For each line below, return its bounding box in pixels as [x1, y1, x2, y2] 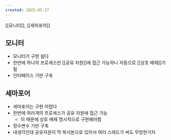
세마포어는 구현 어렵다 [12, 104, 58, 110]
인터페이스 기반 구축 [12, 72, 53, 78]
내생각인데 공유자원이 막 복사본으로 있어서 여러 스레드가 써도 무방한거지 [12, 129, 156, 135]
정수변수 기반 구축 [12, 123, 49, 129]
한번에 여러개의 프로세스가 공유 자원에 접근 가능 [12, 110, 108, 116]
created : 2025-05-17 [5, 7, 50, 13]
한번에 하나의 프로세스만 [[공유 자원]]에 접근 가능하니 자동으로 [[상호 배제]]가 [12, 59, 166, 66]
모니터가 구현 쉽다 [12, 53, 49, 59]
